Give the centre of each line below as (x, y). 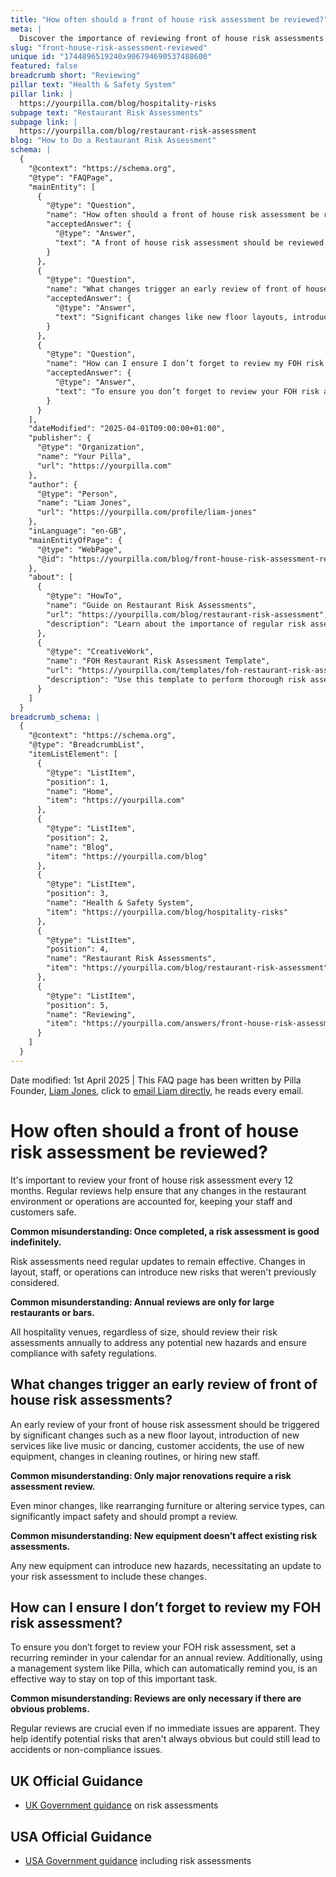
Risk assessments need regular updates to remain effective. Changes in (158, 1261)
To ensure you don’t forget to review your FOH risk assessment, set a (153, 1647)
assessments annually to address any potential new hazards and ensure (158, 1342)
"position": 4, (78, 949)
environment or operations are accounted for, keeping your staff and (151, 1201)
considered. (35, 1282)
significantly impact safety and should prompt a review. (124, 1516)
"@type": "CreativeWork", (100, 652)
